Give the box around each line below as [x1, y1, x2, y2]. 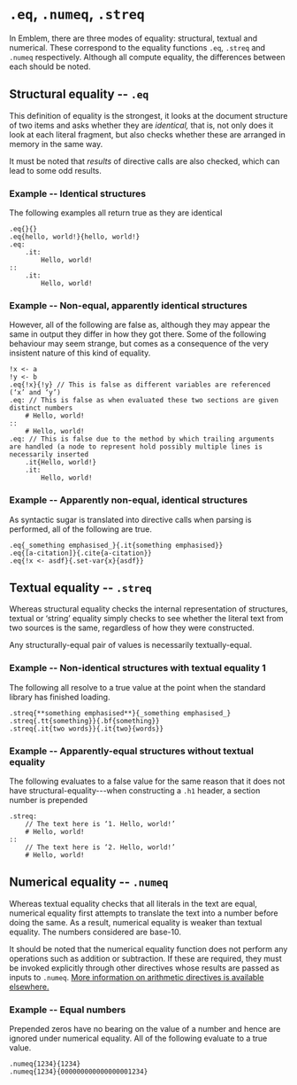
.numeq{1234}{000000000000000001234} [9, 1067, 148, 1076]
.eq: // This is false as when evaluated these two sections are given [9, 396, 278, 405]
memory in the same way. [9, 138, 103, 149]
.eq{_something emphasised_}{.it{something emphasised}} [9, 541, 224, 550]
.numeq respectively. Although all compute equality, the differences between [9, 51, 286, 62]
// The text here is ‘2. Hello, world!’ [25, 843, 176, 852]
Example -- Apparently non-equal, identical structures [9, 494, 248, 506]
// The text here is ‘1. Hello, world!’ [25, 820, 176, 829]
